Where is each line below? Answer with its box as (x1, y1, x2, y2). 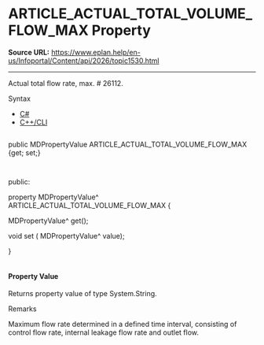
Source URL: (8, 47, 49, 57)
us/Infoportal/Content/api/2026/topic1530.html (8, 56, 159, 65)
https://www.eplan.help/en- (50, 47, 141, 57)
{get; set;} (8, 147, 41, 158)
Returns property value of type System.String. (8, 289, 157, 299)
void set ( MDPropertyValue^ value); (8, 231, 125, 240)
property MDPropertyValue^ (8, 192, 100, 202)
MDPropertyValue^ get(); (8, 216, 89, 225)
